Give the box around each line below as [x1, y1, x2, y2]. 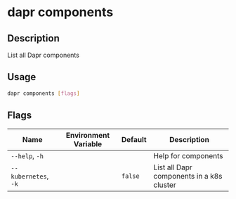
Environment [65, 130, 110, 140]
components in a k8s [153, 171, 223, 181]
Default [122, 134, 147, 144]
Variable [73, 139, 103, 148]
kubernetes [11, 172, 47, 180]
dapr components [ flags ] [7, 89, 80, 97]
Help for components [153, 150, 223, 160]
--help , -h [11, 150, 44, 160]
